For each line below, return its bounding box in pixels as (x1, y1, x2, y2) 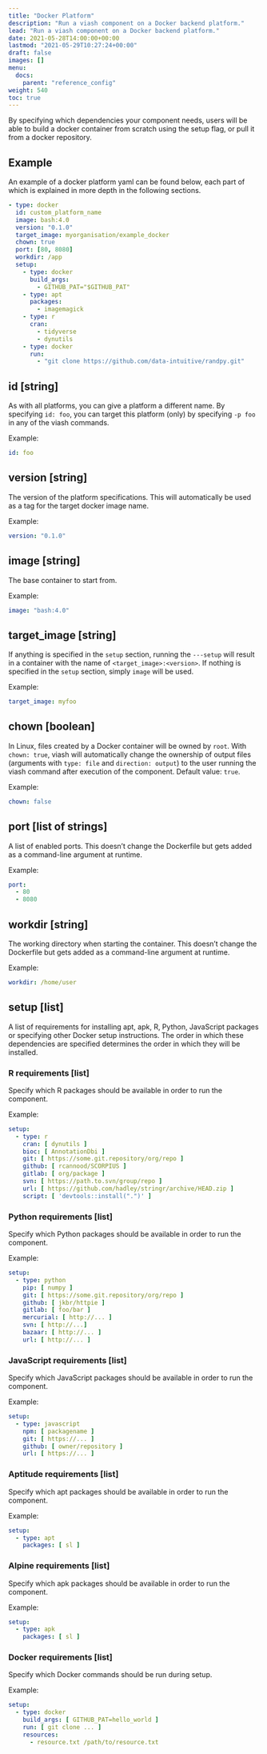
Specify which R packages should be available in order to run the (8, 1085, 223, 1095)
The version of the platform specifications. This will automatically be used (8, 492, 252, 501)
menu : (8, 64, 26, 72)
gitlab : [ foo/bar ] (22, 1306, 91, 1314)
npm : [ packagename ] (22, 1427, 94, 1435)
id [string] (8, 380, 58, 393)
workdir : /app (15, 253, 62, 261)
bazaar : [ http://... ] (22, 1329, 102, 1337)
